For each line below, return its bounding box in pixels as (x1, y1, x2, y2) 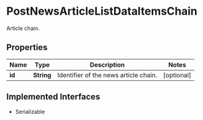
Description (90, 60, 125, 69)
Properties (6, 42, 48, 53)
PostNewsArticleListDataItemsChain (6, 4, 197, 18)
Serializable (15, 108, 45, 115)
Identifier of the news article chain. (57, 70, 158, 79)
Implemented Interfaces (6, 92, 101, 102)
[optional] (163, 70, 191, 79)
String (33, 70, 52, 79)
